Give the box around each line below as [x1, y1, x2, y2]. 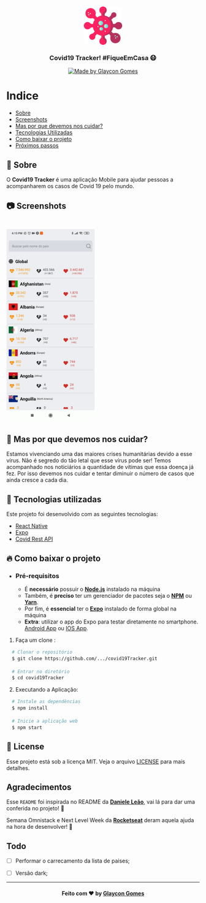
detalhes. [6, 764, 30, 772]
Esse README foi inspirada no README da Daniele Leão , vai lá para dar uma [6, 798, 195, 806]
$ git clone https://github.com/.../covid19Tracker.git [12, 655, 158, 661]
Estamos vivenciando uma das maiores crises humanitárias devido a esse [6, 451, 193, 458]
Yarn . [24, 598, 39, 606]
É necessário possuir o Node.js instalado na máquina [24, 585, 161, 593]
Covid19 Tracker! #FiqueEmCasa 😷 [49, 53, 157, 62]
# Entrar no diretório [12, 668, 70, 674]
